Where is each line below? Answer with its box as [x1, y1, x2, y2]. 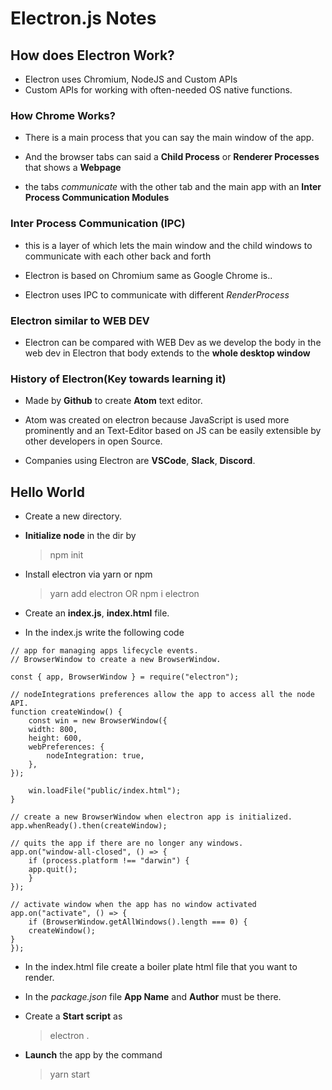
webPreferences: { [28, 742, 105, 752]
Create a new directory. [24, 510, 122, 522]
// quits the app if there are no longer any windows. [10, 838, 244, 848]
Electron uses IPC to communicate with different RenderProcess [24, 288, 290, 301]
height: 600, [28, 733, 83, 743]
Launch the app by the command [24, 1049, 163, 1061]
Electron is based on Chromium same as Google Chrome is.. [24, 269, 273, 281]
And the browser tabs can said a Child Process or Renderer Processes [24, 151, 320, 163]
